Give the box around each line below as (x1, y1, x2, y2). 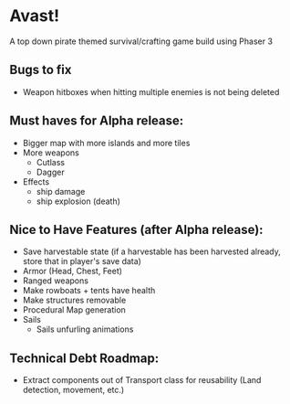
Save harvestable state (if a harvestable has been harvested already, (22, 246, 281, 257)
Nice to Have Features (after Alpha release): (9, 221, 264, 238)
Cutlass (36, 156, 66, 167)
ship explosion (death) (36, 196, 121, 207)
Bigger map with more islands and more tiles (22, 137, 191, 148)
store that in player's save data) (22, 256, 141, 267)
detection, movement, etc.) (22, 385, 125, 396)
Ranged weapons (22, 275, 89, 286)
